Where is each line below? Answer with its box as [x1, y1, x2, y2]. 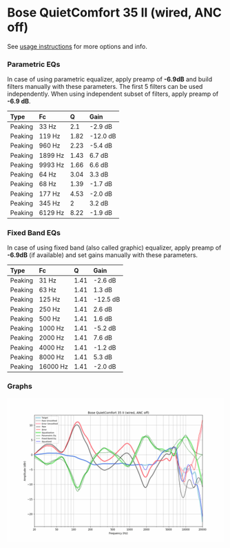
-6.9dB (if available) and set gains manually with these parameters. [7, 251, 198, 259]
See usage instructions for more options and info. [7, 42, 148, 50]
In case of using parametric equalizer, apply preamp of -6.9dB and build [7, 75, 213, 83]
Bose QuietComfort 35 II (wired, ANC [7, 5, 222, 21]
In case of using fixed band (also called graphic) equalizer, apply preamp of [7, 243, 222, 252]
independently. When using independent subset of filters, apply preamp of [7, 90, 219, 98]
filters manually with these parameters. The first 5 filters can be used [7, 83, 203, 91]
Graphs [7, 381, 32, 391]
